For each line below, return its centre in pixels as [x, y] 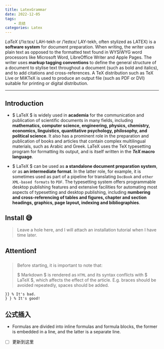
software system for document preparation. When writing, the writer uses [80, 47]
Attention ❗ [21, 251]
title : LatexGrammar [26, 10]
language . [22, 157]
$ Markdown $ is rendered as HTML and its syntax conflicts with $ [82, 275]
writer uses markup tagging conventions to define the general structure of [81, 63]
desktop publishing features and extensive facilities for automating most [85, 187]
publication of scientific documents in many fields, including [72, 120]
